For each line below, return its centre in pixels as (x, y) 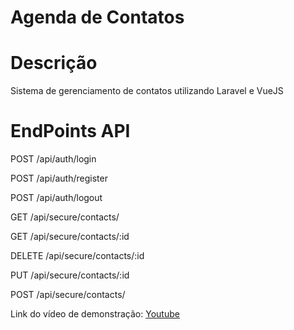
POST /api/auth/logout (56, 198)
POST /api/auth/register (59, 178)
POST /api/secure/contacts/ (68, 295)
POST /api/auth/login (53, 159)
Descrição (54, 63)
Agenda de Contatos (97, 17)
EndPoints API (70, 131)
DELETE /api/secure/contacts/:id (77, 256)
